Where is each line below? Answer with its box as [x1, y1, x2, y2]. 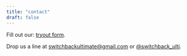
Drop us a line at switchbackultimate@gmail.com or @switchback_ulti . [6, 43, 182, 50]
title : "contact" [6, 8, 50, 15]
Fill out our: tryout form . [6, 31, 66, 38]
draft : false [6, 14, 39, 20]
